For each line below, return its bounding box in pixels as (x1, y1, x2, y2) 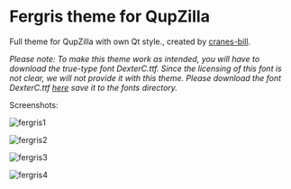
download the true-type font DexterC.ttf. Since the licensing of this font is (9, 63, 282, 74)
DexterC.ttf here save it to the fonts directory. (9, 82, 178, 93)
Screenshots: (9, 99, 59, 110)
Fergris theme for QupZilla (9, 6, 210, 27)
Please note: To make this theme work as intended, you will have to (9, 53, 260, 64)
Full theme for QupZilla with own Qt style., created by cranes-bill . (9, 36, 250, 47)
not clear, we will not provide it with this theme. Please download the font (9, 72, 282, 83)
